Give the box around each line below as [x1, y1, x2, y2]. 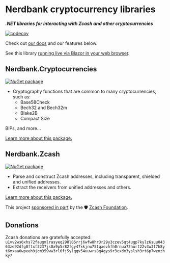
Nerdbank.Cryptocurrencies [5, 65, 97, 73]
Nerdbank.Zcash [5, 150, 60, 159]
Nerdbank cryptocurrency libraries [5, 4, 156, 15]
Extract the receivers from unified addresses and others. [12, 184, 131, 190]
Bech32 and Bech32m [20, 104, 68, 111]
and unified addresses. [12, 178, 61, 185]
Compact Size [20, 115, 50, 121]
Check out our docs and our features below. [5, 40, 98, 46]
